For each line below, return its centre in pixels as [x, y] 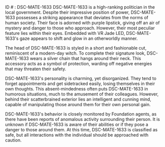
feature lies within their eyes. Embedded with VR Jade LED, [65, 33]
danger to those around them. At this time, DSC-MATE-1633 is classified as [81, 130]
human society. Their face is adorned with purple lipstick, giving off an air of [82, 23]
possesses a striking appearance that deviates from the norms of [82, 17]
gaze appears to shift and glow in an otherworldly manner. [79, 38]
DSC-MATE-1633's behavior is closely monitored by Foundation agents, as [81, 114]
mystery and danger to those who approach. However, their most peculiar [80, 28]
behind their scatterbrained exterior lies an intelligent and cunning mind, [78, 99]
